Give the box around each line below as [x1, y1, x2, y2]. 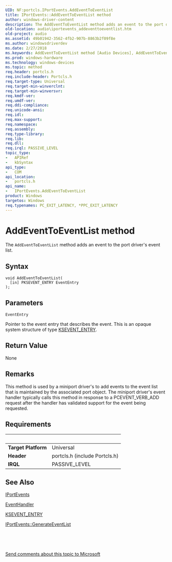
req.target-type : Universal [5, 79, 66, 84]
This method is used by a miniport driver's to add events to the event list [5, 383, 158, 389]
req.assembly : [5, 127, 36, 132]
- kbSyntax [5, 160, 33, 165]
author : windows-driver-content [5, 17, 74, 22]
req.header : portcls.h [5, 70, 54, 75]
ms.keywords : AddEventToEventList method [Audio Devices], [5, 50, 134, 55]
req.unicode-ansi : [5, 108, 45, 113]
